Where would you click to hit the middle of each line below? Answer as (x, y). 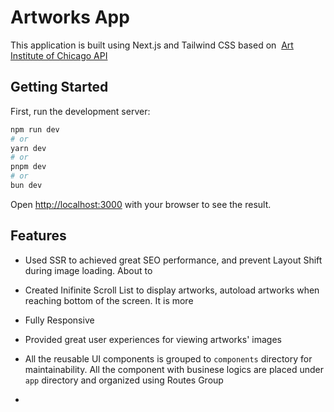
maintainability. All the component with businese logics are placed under (174, 369)
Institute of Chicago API (59, 55)
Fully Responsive (59, 320)
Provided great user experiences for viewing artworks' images (153, 339)
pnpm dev (28, 167)
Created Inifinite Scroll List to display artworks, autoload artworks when (172, 290)
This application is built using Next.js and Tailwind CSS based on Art (152, 45)
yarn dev (28, 148)
